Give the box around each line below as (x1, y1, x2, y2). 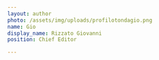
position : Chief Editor (7, 36, 77, 43)
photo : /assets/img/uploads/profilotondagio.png (7, 17, 153, 24)
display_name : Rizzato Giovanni (7, 29, 102, 37)
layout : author (7, 10, 52, 17)
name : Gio (7, 23, 37, 30)
